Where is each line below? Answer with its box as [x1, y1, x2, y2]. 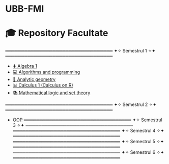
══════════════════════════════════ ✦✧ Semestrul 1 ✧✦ [5, 48, 156, 54]
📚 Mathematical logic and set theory [12, 90, 91, 96]
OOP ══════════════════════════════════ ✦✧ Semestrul [12, 117, 163, 123]
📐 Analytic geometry [12, 76, 56, 83]
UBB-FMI [5, 3, 44, 15]
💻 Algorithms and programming [12, 69, 80, 75]
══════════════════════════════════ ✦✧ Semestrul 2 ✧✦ [5, 101, 157, 107]
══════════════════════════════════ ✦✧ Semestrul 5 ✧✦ [12, 139, 164, 145]
